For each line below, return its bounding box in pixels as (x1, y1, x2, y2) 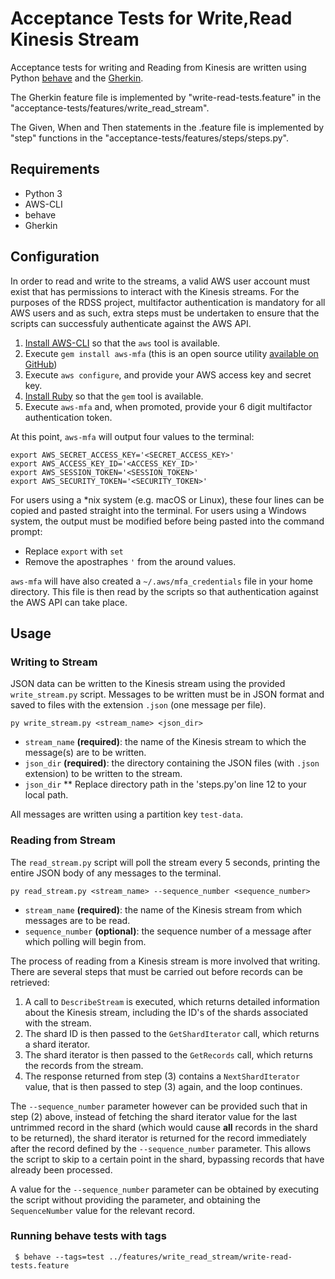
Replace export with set (24, 545, 124, 557)
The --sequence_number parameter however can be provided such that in (10, 1100, 308, 1112)
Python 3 (24, 187, 63, 199)
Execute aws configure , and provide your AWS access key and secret (24, 368, 312, 381)
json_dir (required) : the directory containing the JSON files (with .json (24, 757, 320, 769)
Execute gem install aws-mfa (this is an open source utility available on (24, 347, 319, 359)
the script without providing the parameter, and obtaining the (10, 1193, 261, 1206)
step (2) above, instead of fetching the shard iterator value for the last (10, 1110, 298, 1122)
